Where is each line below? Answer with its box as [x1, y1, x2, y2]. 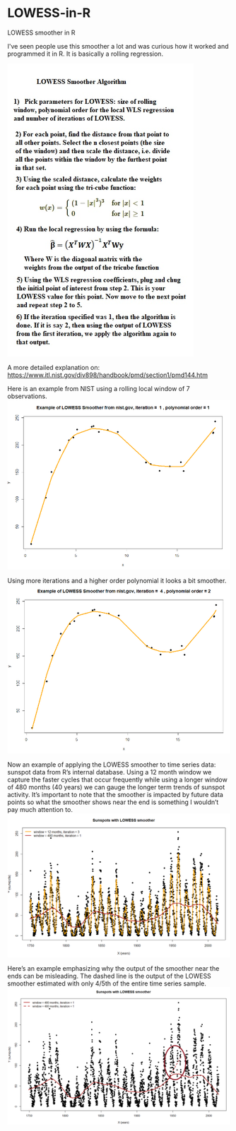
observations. [7, 392, 47, 400]
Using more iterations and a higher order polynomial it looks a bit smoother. [7, 577, 227, 585]
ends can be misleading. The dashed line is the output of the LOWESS [7, 972, 212, 981]
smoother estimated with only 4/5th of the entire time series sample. [7, 979, 207, 988]
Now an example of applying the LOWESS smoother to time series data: [7, 760, 216, 769]
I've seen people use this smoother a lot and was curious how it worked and [7, 42, 229, 50]
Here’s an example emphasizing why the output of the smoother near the [7, 964, 220, 973]
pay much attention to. [7, 805, 73, 813]
